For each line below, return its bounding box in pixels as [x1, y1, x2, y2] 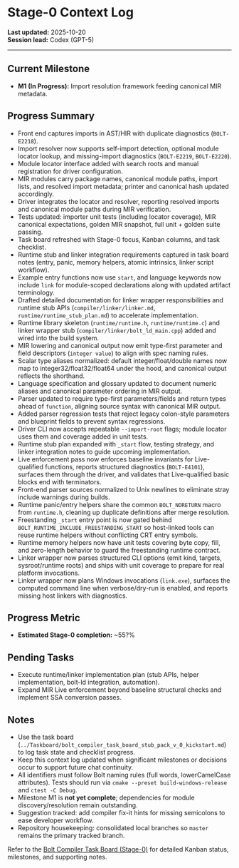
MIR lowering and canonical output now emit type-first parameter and [17, 341, 223, 349]
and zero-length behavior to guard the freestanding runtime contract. [17, 546, 221, 554]
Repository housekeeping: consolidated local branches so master [17, 824, 208, 832]
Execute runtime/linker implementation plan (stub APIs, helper [17, 670, 199, 679]
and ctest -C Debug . [17, 786, 78, 794]
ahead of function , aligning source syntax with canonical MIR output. [17, 402, 221, 410]
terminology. [17, 288, 55, 297]
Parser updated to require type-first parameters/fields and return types [17, 394, 226, 403]
